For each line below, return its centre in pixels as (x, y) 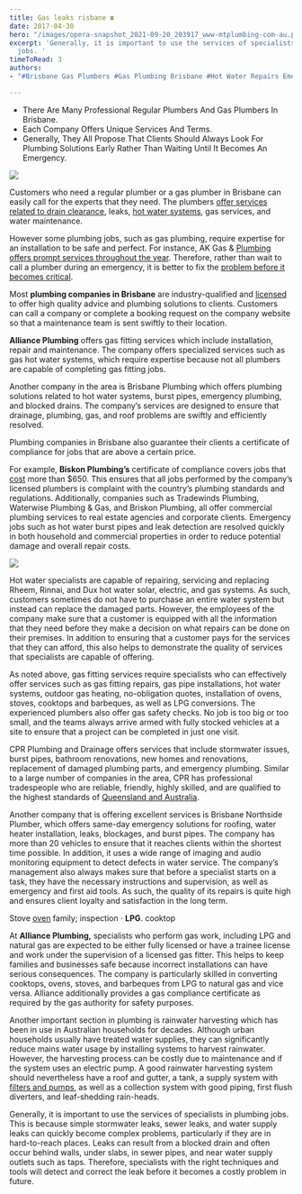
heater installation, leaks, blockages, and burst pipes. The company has (142, 834)
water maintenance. (46, 221)
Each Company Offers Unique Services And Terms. (117, 129)
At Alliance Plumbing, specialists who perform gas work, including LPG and (150, 935)
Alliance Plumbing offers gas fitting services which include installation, (142, 340)
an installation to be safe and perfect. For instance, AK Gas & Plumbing (140, 248)
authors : (26, 68)
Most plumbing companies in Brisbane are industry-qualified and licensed (148, 294)
